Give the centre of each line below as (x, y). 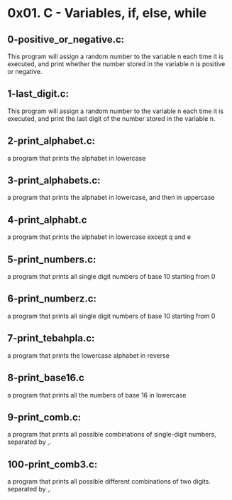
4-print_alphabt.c (47, 219)
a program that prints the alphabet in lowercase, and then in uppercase (111, 198)
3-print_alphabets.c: (54, 180)
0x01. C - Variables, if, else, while (107, 13)
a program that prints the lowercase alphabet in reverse (89, 355)
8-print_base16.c (46, 378)
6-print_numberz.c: (52, 299)
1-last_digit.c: (38, 94)
